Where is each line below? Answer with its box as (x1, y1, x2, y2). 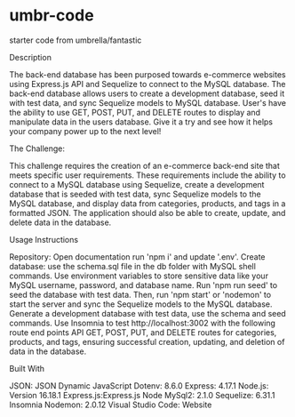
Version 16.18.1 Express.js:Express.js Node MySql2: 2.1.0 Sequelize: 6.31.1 (9, 389, 275, 400)
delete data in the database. (9, 217, 112, 228)
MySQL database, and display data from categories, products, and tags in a (9, 197, 286, 209)
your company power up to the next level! (9, 125, 162, 136)
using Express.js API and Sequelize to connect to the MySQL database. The (9, 78, 286, 89)
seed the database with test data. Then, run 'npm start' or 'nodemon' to (9, 289, 272, 300)
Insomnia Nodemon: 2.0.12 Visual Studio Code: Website (9, 399, 212, 410)
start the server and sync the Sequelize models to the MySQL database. (9, 299, 273, 309)
